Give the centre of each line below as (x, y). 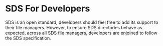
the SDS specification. (28, 38)
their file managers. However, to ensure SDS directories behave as (74, 27)
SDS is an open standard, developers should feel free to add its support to (82, 22)
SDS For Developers (48, 9)
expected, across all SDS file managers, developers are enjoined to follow (81, 33)
